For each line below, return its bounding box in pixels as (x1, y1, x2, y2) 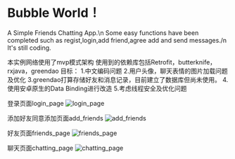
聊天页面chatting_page (7, 144, 74, 152)
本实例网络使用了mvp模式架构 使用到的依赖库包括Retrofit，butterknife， (7, 57, 217, 66)
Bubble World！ (7, 5, 101, 21)
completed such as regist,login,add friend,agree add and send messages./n (7, 36, 227, 44)
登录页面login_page (7, 99, 65, 107)
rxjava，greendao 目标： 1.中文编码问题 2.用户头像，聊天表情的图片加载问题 (7, 67, 228, 75)
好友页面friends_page (7, 129, 70, 137)
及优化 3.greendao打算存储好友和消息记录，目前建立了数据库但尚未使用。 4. (7, 75, 229, 83)
